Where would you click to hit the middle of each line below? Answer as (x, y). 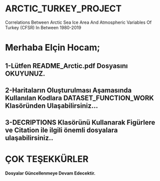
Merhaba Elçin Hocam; (53, 48)
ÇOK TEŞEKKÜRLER (47, 159)
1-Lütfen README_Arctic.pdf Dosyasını (66, 66)
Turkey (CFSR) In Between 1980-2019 (43, 27)
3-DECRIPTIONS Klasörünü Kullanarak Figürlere (80, 122)
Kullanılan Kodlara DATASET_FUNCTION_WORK (80, 98)
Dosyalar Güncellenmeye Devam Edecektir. (50, 173)
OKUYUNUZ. (25, 73)
